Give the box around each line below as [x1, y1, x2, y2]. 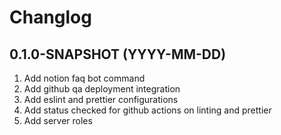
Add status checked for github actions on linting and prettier [23, 104, 272, 116]
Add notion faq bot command [23, 72, 146, 84]
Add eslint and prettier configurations [23, 94, 179, 105]
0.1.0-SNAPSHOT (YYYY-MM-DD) [9, 46, 227, 63]
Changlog [9, 6, 92, 29]
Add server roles [23, 115, 93, 126]
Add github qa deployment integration [23, 83, 181, 95]
